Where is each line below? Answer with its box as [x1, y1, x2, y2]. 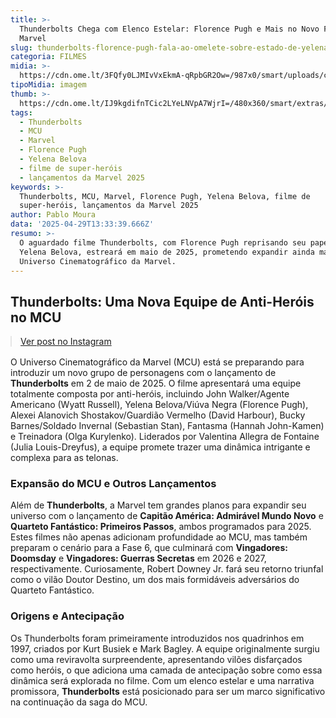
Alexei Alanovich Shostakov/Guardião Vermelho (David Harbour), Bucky [10, 409, 306, 421]
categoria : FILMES [10, 52, 87, 62]
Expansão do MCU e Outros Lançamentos [10, 477, 217, 491]
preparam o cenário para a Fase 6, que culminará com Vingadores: [10, 542, 288, 554]
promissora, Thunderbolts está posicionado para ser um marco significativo [10, 685, 326, 697]
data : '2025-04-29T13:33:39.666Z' [10, 219, 155, 230]
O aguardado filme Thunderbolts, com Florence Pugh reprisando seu [19, 237, 307, 248]
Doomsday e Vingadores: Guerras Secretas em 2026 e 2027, [10, 552, 267, 565]
